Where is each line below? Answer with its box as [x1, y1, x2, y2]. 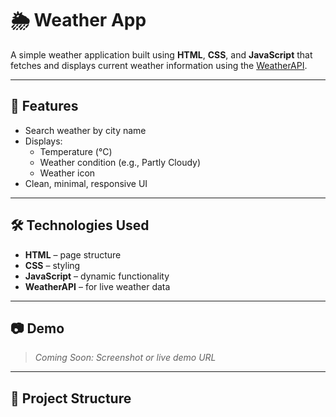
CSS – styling [24, 259, 81, 271]
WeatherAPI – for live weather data [24, 280, 171, 292]
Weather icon [39, 167, 96, 179]
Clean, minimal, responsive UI [24, 177, 148, 189]
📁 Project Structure [10, 390, 132, 407]
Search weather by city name [24, 124, 147, 136]
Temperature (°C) [39, 145, 113, 157]
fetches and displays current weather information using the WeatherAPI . [10, 59, 308, 71]
